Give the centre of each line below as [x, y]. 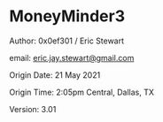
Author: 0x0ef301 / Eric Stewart [67, 41]
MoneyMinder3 [67, 16]
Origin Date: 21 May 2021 [55, 75]
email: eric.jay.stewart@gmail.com [72, 57]
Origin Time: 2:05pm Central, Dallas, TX [82, 92]
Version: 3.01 [33, 109]
